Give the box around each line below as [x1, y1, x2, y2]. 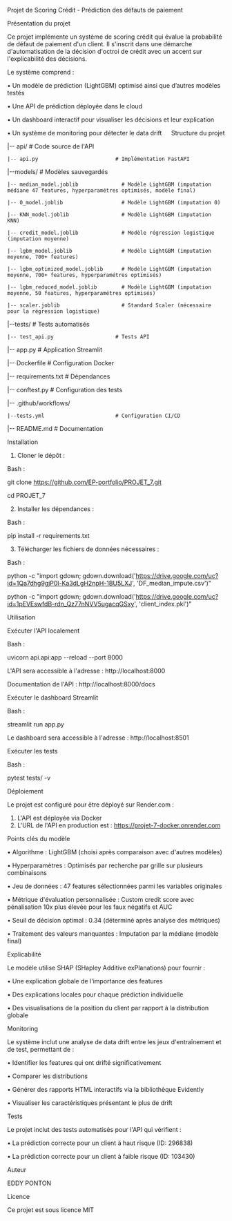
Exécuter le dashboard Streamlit [7, 693, 99, 702]
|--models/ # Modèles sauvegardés [7, 168, 108, 175]
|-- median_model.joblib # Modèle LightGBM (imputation [7, 181, 212, 188]
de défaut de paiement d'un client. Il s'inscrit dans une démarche [7, 40, 193, 48]
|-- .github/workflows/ [7, 399, 70, 407]
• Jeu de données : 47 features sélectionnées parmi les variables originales [7, 882, 222, 890]
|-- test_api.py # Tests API [7, 334, 150, 340]
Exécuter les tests [7, 747, 58, 755]
